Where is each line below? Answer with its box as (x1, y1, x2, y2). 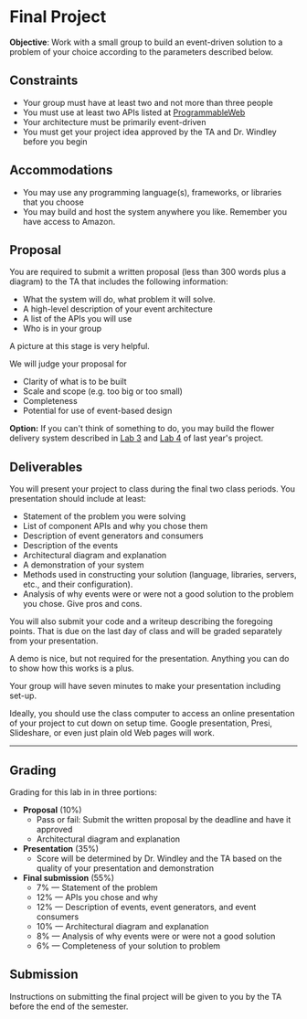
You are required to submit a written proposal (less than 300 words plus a (9, 267, 286, 278)
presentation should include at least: (9, 494, 146, 504)
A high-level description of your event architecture (22, 303, 213, 314)
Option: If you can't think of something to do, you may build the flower (9, 423, 275, 434)
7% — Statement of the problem (36, 882, 158, 893)
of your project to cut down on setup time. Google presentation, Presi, (9, 717, 272, 728)
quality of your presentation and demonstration (36, 863, 215, 874)
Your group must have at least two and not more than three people (22, 97, 274, 108)
